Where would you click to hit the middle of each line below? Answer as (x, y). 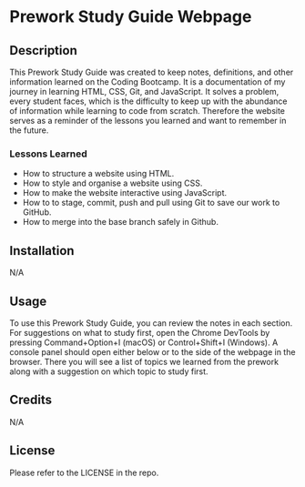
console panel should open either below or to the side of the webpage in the (152, 351)
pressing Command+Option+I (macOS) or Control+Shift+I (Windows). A (144, 342)
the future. (29, 130)
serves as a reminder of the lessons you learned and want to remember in (148, 121)
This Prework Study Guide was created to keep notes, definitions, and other (152, 72)
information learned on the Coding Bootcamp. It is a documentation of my (147, 82)
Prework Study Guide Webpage (131, 17)
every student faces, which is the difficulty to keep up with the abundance (148, 101)
